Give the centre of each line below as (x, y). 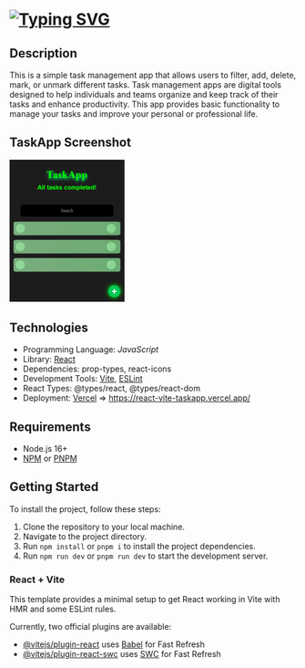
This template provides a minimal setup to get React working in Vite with (145, 600)
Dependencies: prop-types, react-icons (97, 369)
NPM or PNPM (50, 458)
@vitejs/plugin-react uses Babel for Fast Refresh (114, 644)
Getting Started (54, 487)
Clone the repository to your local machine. (103, 527)
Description (43, 53)
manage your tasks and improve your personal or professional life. (134, 114)
